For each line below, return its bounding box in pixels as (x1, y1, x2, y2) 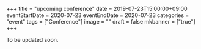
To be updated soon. (6, 36, 59, 43)
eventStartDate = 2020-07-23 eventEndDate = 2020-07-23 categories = (6, 11, 189, 19)
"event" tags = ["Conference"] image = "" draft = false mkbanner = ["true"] (6, 18, 196, 25)
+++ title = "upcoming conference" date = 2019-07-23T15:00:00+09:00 (6, 5, 188, 12)
